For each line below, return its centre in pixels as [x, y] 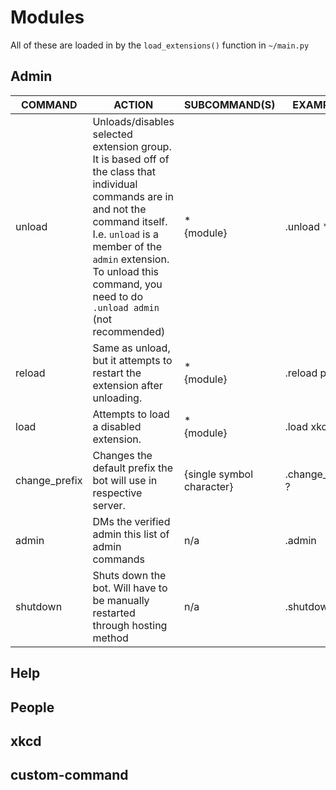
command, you [127, 284]
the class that [124, 171]
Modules [47, 17]
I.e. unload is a [125, 234]
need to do [117, 296]
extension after [127, 385]
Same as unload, [131, 348]
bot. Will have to [130, 588]
